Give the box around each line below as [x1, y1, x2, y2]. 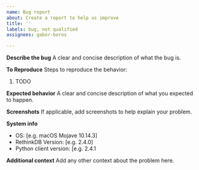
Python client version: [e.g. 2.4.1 [15, 145, 96, 152]
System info [6, 120, 38, 128]
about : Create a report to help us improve [6, 15, 119, 21]
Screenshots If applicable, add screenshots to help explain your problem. [6, 108, 192, 115]
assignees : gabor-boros [6, 32, 67, 38]
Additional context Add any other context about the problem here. [6, 157, 175, 164]
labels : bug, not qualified [6, 26, 78, 33]
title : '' [6, 20, 32, 26]
